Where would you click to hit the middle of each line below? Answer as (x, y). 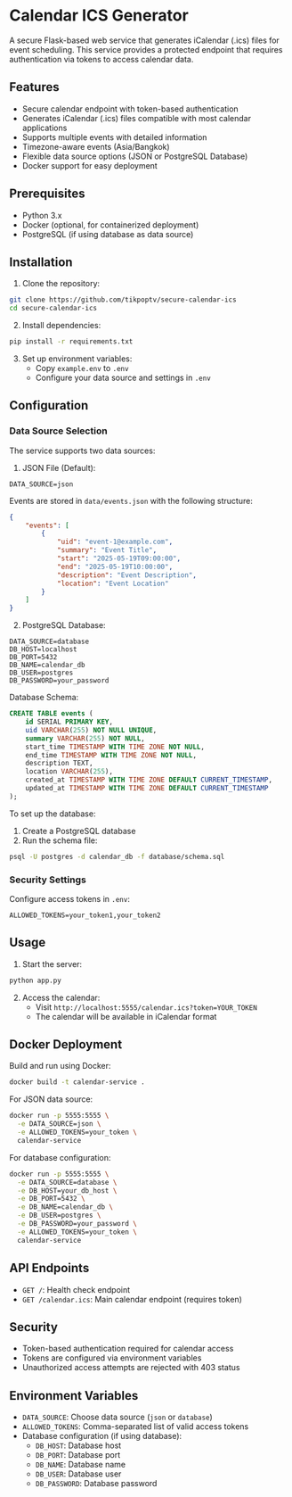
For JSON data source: (51, 1099)
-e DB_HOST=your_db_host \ (67, 1191)
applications (45, 128)
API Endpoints (49, 1268)
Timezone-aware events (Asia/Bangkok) (96, 146)
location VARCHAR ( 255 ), (69, 772)
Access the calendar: (61, 997)
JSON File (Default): (59, 467)
